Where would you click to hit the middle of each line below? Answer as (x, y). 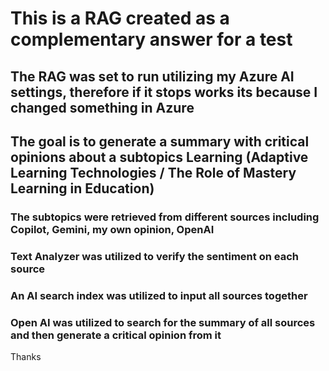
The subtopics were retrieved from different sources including (165, 217)
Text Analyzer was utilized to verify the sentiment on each (154, 256)
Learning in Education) (82, 188)
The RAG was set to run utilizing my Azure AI (152, 76)
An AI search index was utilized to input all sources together (159, 295)
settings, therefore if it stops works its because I (164, 92)
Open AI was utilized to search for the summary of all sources (163, 322)
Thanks (26, 357)
